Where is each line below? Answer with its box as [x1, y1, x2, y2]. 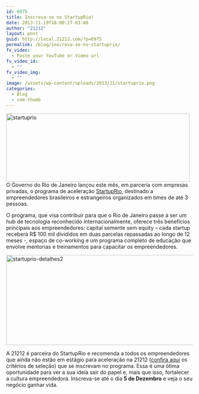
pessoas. [6, 200, 28, 207]
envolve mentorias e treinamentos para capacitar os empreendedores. [6, 243, 178, 250]
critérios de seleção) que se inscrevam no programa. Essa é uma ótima [6, 362, 179, 369]
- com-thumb [11, 97, 41, 102]
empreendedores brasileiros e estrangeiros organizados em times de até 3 [6, 194, 188, 201]
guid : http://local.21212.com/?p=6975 [6, 36, 102, 42]
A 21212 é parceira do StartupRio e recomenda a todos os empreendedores [6, 350, 190, 357]
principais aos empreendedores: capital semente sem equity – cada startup [6, 224, 191, 231]
